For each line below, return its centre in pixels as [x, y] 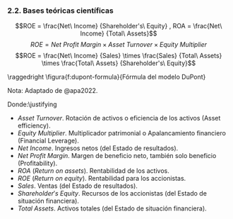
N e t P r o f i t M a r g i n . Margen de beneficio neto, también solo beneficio [117, 156]
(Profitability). [37, 163]
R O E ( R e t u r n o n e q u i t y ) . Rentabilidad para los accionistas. [102, 179]
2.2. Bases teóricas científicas [61, 11]
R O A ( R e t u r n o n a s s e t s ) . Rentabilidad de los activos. [93, 171]
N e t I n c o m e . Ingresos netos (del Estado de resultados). [98, 148]
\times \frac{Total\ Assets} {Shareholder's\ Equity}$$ [119, 63]
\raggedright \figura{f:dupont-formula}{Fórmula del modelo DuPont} [107, 77]
